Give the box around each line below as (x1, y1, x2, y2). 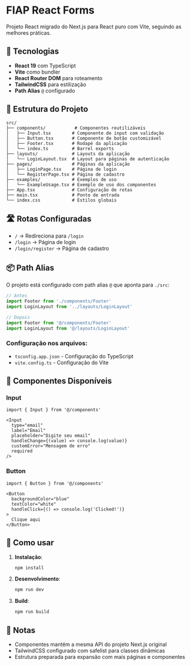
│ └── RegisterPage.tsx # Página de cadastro (6, 172, 125, 177)
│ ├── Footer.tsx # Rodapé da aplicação (6, 140, 128, 146)
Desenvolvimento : (14, 575, 61, 582)
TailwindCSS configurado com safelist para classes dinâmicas (14, 647, 166, 654)
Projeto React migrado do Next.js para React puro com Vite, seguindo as (6, 23, 182, 30)
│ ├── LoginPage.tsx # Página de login (6, 166, 117, 172)
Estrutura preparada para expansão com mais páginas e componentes (14, 653, 185, 660)
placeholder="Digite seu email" (11, 433, 91, 439)
